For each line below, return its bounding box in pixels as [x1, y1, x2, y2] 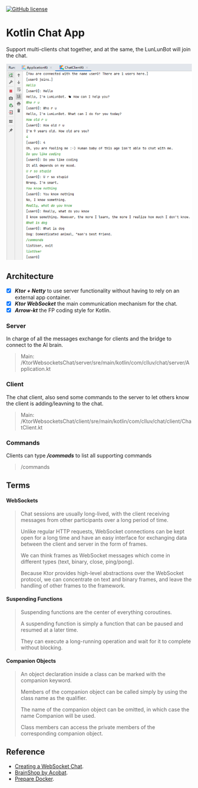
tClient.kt [20, 423, 43, 431]
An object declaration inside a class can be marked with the [20, 670, 166, 678]
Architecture [6, 271, 54, 281]
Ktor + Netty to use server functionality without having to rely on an [14, 287, 180, 294]
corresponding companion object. [20, 730, 103, 737]
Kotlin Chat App [6, 27, 85, 40]
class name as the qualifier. [20, 694, 87, 701]
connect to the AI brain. [6, 342, 64, 349]
